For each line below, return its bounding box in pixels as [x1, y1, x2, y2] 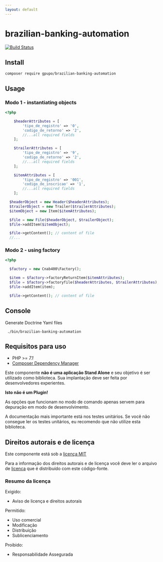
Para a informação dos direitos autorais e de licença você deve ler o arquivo [5, 461, 157, 467]
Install [5, 58, 24, 66]
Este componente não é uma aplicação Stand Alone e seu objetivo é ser [5, 370, 150, 375]
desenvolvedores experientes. [5, 380, 65, 386]
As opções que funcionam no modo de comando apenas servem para [5, 399, 145, 405]
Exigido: [5, 489, 21, 495]
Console [5, 307, 31, 315]
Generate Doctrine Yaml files [5, 319, 63, 325]
